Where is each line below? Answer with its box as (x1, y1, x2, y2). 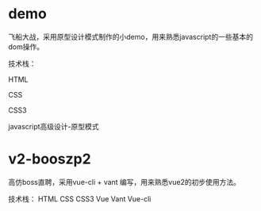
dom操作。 (8, 41, 44, 52)
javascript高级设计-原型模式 (8, 121, 99, 131)
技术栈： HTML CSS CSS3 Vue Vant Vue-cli (8, 194, 152, 203)
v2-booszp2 (8, 150, 91, 168)
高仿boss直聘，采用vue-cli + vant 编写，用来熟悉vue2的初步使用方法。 (8, 177, 240, 186)
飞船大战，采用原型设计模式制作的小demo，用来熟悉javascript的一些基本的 (8, 32, 254, 41)
